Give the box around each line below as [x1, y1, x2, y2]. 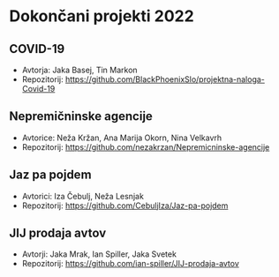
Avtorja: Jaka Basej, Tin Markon [21, 64, 139, 75]
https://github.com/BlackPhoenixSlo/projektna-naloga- [64, 74, 265, 85]
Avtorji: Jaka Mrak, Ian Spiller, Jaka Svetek [21, 249, 177, 259]
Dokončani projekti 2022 [9, 6, 194, 26]
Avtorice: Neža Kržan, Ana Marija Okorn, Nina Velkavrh [21, 132, 222, 143]
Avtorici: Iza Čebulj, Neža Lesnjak [21, 191, 144, 201]
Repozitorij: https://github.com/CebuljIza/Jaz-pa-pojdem [21, 200, 229, 211]
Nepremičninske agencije [9, 109, 153, 124]
